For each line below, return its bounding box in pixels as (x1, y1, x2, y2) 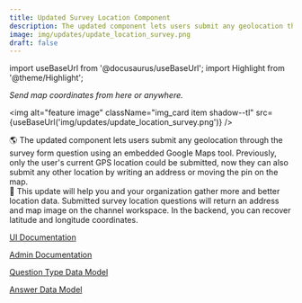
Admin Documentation (9, 249, 93, 261)
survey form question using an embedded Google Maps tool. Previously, (9, 147, 277, 158)
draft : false (9, 38, 58, 48)
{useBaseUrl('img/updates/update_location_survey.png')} (9, 117, 223, 128)
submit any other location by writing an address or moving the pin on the (9, 167, 279, 178)
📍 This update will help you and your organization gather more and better (9, 186, 280, 197)
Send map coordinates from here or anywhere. (9, 90, 184, 101)
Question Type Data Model (9, 267, 109, 278)
